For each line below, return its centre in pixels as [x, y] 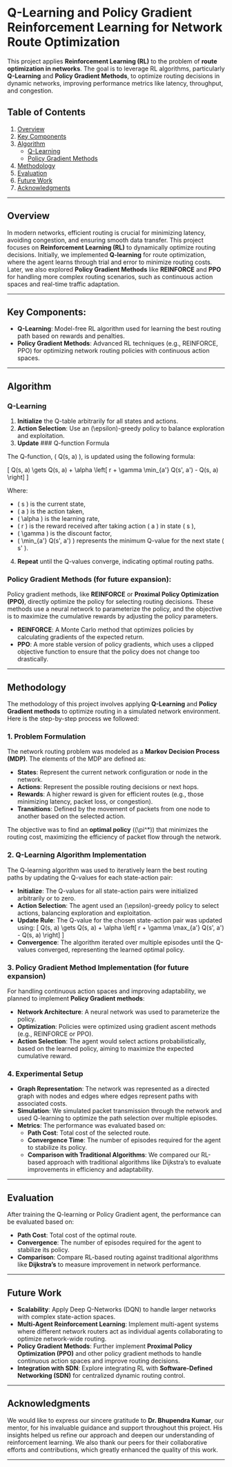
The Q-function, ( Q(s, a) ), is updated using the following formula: [101, 457]
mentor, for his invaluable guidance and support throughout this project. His [115, 1428]
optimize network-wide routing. [62, 1338]
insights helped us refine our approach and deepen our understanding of [111, 1435]
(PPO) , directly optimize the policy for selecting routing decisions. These [110, 602]
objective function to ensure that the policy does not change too [108, 652]
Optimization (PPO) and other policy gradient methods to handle [109, 1353]
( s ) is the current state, [51, 504]
